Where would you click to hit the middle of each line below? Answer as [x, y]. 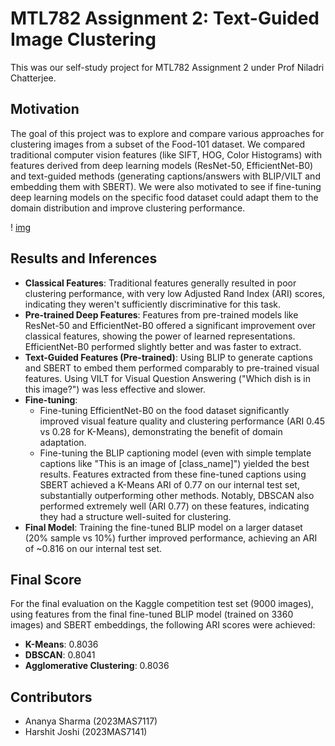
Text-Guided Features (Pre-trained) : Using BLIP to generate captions [168, 357]
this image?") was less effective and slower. [115, 389]
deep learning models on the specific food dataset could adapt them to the [164, 197]
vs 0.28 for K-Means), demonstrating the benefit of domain [161, 431]
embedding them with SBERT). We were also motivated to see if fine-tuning [166, 186]
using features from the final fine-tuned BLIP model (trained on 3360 [152, 614]
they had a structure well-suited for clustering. [135, 516]
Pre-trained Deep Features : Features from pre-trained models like [161, 314]
